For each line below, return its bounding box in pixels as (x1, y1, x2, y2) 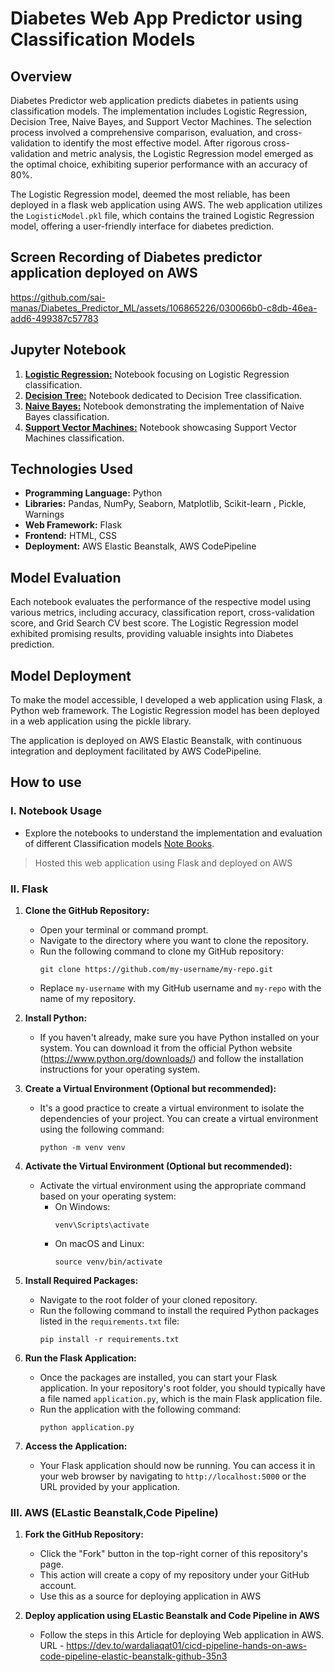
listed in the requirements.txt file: (39, 1315, 180, 1327)
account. (39, 1580, 77, 1592)
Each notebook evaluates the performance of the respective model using (10, 596, 312, 608)
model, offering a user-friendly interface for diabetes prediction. (10, 220, 275, 232)
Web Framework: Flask (24, 519, 123, 531)
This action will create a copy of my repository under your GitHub (39, 1569, 310, 1581)
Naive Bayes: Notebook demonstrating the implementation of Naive (24, 400, 305, 412)
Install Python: (24, 1012, 88, 1024)
